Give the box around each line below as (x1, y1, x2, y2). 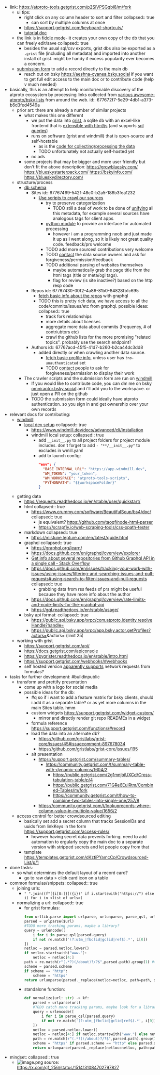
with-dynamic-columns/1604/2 (45, 767, 108, 773)
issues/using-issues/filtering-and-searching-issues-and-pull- (31, 571, 154, 577)
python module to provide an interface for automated (45, 221, 151, 226)
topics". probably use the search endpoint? (45, 339, 131, 345)
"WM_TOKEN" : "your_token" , (43, 471, 98, 476)
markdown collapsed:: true (24, 529, 77, 535)
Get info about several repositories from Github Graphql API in (31, 555, 155, 561)
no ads (31, 154, 45, 159)
